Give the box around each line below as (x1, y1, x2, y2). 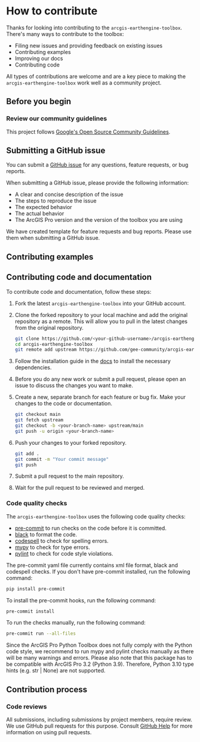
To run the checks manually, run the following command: (6, 619, 146, 626)
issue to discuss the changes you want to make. (14, 382, 133, 389)
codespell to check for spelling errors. (14, 537, 109, 544)
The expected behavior (14, 204, 73, 211)
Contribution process (6, 684, 88, 695)
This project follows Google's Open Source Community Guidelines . (6, 128, 171, 135)
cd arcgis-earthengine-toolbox (14, 341, 93, 347)
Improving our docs (14, 55, 63, 62)
